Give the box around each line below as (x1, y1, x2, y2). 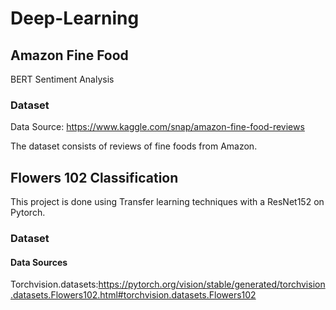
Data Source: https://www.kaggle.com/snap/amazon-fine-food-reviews (10, 121, 305, 133)
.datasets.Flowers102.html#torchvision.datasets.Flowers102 (10, 289, 257, 301)
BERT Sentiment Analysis (10, 73, 115, 85)
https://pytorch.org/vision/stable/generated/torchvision (98, 278, 326, 291)
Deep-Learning (10, 7, 140, 30)
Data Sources (10, 256, 68, 268)
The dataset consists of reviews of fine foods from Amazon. (10, 140, 258, 152)
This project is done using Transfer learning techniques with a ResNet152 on (10, 196, 325, 208)
